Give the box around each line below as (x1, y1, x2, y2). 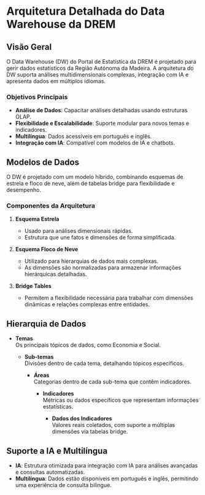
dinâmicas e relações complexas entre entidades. (24, 301, 150, 308)
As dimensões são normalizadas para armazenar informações (24, 264, 182, 271)
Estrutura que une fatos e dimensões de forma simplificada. (24, 234, 176, 241)
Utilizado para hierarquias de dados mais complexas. (24, 257, 158, 265)
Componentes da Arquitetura (6, 202, 95, 210)
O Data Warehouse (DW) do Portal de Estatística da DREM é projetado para (6, 58, 196, 65)
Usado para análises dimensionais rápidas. (24, 227, 133, 235)
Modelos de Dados (6, 157, 80, 167)
